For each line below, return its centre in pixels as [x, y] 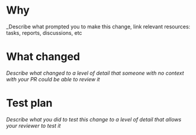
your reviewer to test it [33, 126]
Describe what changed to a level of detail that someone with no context [95, 73]
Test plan [29, 103]
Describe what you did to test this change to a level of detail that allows [94, 119]
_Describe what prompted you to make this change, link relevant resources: [98, 27]
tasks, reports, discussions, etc [44, 32]
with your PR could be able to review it [53, 79]
